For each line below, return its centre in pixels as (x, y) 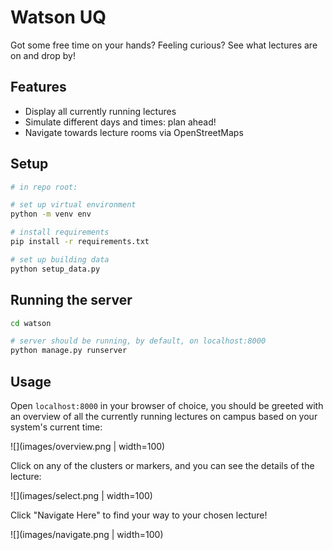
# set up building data (60, 259)
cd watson (31, 323)
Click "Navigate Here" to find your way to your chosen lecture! (139, 515)
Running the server (71, 300)
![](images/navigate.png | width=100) (87, 534)
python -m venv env (51, 214)
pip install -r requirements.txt (80, 242)
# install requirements (60, 232)
